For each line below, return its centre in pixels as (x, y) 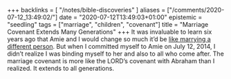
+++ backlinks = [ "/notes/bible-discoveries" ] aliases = (86, 10)
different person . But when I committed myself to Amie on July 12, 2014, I (111, 46)
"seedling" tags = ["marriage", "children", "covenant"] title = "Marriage (108, 24)
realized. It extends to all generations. (61, 68)
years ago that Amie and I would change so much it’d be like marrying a (109, 39)
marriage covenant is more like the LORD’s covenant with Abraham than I (111, 61)
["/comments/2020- (196, 10)
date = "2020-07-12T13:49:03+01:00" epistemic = (131, 17)
